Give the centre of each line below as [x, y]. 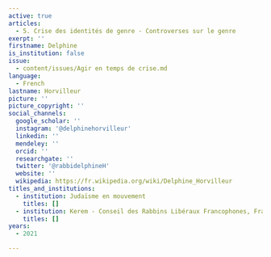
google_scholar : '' [48, 121]
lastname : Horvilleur [45, 91]
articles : [25, 23]
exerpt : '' [27, 38]
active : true [30, 16]
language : [25, 76]
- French [30, 83]
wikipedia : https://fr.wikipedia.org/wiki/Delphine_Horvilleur [124, 181]
